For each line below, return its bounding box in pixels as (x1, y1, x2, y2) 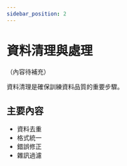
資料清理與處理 (6, 43, 93, 58)
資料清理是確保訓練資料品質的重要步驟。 (6, 82, 123, 91)
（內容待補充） (6, 68, 50, 76)
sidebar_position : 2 (6, 10, 67, 18)
